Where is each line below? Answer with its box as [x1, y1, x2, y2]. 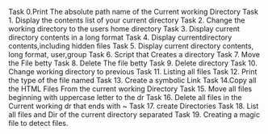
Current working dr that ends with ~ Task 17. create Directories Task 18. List [8, 101, 259, 111]
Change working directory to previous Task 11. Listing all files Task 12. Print [8, 67, 258, 76]
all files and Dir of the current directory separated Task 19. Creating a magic [8, 110, 261, 119]
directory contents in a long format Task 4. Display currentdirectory [8, 32, 232, 42]
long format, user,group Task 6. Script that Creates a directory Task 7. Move [8, 50, 261, 59]
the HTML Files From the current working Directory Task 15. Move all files [8, 84, 253, 94]
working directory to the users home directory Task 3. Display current [8, 24, 241, 33]
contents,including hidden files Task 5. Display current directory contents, [8, 41, 254, 51]
